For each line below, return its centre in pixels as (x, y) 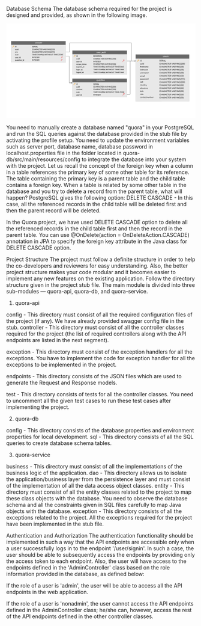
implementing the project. (38, 407)
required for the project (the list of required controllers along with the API (96, 334)
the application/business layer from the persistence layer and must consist (98, 479)
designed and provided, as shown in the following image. (77, 15)
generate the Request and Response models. (62, 382)
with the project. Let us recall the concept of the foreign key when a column (100, 165)
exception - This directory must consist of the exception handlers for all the (100, 352)
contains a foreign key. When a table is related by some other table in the (97, 185)
